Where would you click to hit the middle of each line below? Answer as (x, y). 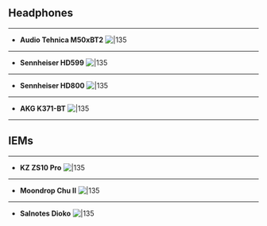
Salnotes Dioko (45, 213)
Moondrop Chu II (48, 190)
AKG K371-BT (43, 108)
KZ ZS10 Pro (41, 167)
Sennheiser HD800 (52, 85)
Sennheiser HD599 (52, 62)
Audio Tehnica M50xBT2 (62, 40)
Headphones (41, 13)
